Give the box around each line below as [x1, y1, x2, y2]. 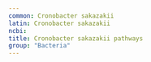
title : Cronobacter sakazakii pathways [8, 34, 144, 43]
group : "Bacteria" [8, 42, 71, 50]
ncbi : [8, 27, 27, 35]
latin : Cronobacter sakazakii [8, 19, 111, 27]
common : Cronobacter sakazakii [8, 11, 114, 20]
